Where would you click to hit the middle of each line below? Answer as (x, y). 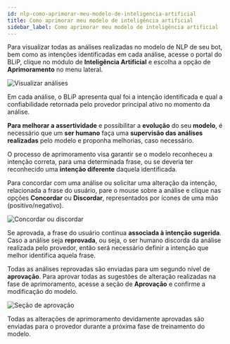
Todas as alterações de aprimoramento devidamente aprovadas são (106, 319)
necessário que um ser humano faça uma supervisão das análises (105, 133)
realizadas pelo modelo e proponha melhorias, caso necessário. (101, 141)
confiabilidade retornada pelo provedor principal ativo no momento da (109, 105)
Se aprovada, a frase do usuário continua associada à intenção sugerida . (114, 233)
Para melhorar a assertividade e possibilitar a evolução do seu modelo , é (115, 126)
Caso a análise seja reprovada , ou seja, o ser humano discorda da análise (114, 240)
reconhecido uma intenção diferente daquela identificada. (92, 170)
